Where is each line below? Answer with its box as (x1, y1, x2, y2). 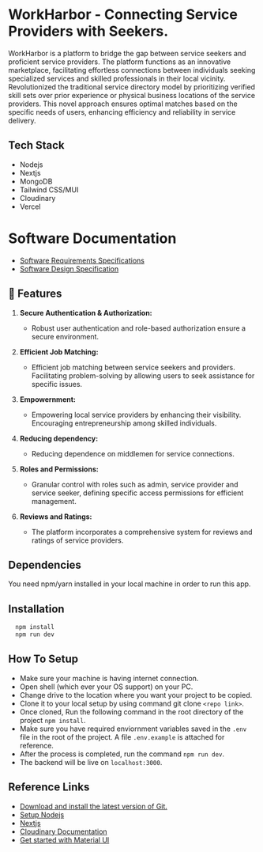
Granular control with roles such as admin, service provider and (31, 479, 239, 489)
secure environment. (31, 331, 100, 341)
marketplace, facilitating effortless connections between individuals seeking (8, 65, 256, 74)
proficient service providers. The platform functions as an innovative (8, 57, 231, 66)
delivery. (8, 115, 37, 125)
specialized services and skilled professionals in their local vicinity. (8, 74, 226, 83)
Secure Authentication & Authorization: (19, 308, 152, 317)
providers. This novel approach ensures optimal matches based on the (8, 99, 239, 108)
